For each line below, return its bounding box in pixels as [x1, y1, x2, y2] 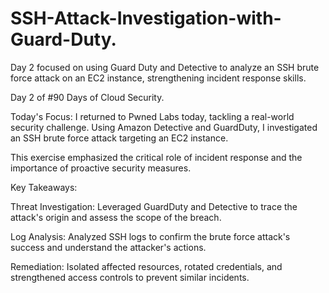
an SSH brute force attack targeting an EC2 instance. [10, 132, 229, 144]
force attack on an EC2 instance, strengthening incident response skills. [10, 72, 307, 84]
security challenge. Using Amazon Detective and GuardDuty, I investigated [10, 121, 318, 133]
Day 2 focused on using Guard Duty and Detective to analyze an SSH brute [10, 61, 320, 73]
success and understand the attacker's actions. [10, 241, 207, 253]
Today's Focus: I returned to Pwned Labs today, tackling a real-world [10, 110, 295, 122]
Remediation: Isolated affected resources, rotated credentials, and [10, 260, 283, 272]
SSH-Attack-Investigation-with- [10, 7, 282, 30]
